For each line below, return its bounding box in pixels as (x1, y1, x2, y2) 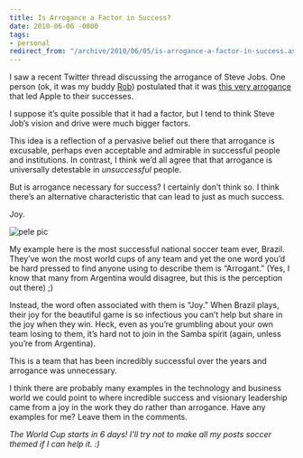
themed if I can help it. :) (9, 439, 101, 450)
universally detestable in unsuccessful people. (9, 164, 182, 175)
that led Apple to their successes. (9, 91, 134, 102)
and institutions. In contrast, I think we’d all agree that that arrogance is (9, 154, 273, 165)
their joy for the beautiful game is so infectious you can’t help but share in (9, 309, 283, 321)
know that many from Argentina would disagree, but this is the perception (9, 273, 282, 284)
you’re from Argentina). (9, 338, 96, 349)
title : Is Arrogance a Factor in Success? (9, 13, 171, 23)
